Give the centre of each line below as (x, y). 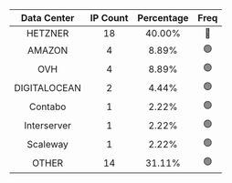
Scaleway (47, 144)
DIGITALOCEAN (48, 87)
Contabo (47, 107)
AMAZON (47, 50)
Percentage (163, 18)
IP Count (109, 18)
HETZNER (47, 33)
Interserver (47, 125)
